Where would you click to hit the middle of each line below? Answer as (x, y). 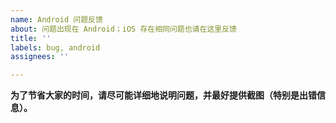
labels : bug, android (55, 47)
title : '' (31, 38)
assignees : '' (40, 57)
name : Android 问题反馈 (56, 19)
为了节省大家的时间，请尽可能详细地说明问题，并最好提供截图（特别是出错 (163, 95)
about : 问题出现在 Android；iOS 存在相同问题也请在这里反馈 (123, 29)
